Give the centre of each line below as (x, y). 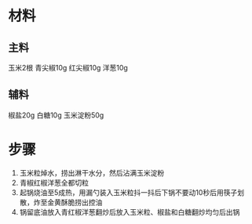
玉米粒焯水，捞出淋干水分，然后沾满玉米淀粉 (92, 172)
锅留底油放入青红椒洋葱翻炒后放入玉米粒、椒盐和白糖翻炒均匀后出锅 (130, 211)
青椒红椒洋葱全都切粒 (54, 182)
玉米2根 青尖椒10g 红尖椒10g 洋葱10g (68, 68)
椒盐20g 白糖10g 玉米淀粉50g (56, 115)
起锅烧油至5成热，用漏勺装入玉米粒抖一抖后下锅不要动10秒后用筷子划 (132, 192)
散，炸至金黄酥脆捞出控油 (61, 202)
